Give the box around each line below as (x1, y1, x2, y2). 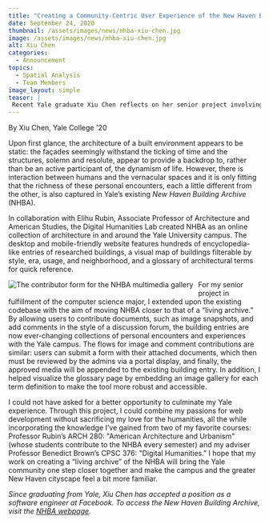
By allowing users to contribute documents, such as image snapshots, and (8, 314, 254, 324)
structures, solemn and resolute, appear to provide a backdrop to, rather (8, 155, 247, 165)
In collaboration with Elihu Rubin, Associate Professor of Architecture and (8, 214, 251, 223)
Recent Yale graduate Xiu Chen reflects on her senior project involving (11, 101, 263, 109)
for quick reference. (8, 265, 74, 274)
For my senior (198, 280, 244, 290)
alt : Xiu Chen (8, 42, 56, 50)
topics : (8, 64, 34, 72)
